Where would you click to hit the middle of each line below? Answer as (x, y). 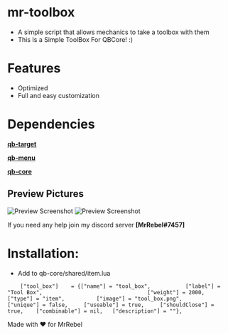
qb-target (22, 144)
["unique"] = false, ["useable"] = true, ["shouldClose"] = (111, 305)
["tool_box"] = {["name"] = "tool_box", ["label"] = (120, 286)
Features (34, 69)
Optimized (33, 88)
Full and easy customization (58, 95)
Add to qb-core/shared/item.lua (64, 273)
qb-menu (21, 158)
